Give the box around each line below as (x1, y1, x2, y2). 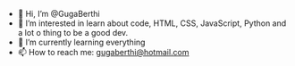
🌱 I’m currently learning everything (17, 37, 146, 47)
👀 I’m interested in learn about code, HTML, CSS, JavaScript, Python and (17, 18, 287, 29)
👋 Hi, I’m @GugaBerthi (17, 9, 100, 19)
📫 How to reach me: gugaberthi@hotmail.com (17, 47, 190, 57)
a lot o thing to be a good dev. (17, 28, 129, 37)
